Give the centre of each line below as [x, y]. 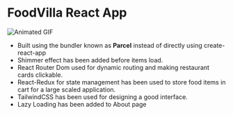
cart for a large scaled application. [66, 89]
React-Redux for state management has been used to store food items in [121, 82]
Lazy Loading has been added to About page [82, 104]
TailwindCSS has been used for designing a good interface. [102, 97]
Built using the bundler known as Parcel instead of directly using [110, 45]
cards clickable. [40, 75]
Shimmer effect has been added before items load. [90, 60]
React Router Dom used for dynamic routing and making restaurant [113, 67]
